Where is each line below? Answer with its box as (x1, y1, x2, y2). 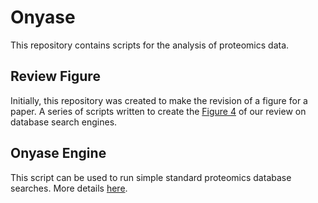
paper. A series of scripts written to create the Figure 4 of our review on (10, 105, 307, 117)
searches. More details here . (10, 182, 128, 194)
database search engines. (10, 116, 118, 128)
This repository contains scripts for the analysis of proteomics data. (10, 39, 290, 51)
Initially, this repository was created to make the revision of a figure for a (10, 94, 308, 106)
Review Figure (10, 68, 101, 85)
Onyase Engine (10, 145, 107, 162)
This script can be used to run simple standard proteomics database (10, 171, 292, 183)
